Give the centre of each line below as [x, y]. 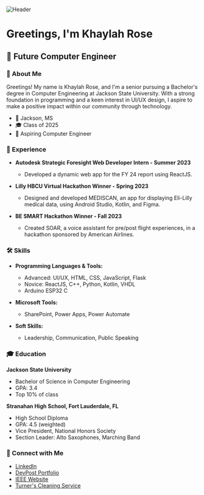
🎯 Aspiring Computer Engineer [53, 133]
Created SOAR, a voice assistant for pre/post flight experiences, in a [110, 228]
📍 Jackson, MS [34, 118]
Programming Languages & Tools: [59, 266]
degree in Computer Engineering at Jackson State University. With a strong [100, 93]
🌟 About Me [24, 74]
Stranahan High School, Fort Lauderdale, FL [62, 406]
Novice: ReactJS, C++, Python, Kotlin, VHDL [80, 284]
